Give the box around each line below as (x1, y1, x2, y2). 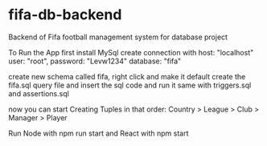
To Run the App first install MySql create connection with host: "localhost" (8, 47, 254, 57)
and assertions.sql (8, 88, 70, 98)
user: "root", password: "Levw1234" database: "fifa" (8, 56, 182, 66)
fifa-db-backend (8, 6, 122, 24)
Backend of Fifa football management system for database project (8, 32, 228, 42)
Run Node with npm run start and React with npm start (8, 128, 189, 138)
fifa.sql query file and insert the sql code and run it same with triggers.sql (8, 80, 252, 90)
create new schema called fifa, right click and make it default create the (8, 71, 246, 81)
